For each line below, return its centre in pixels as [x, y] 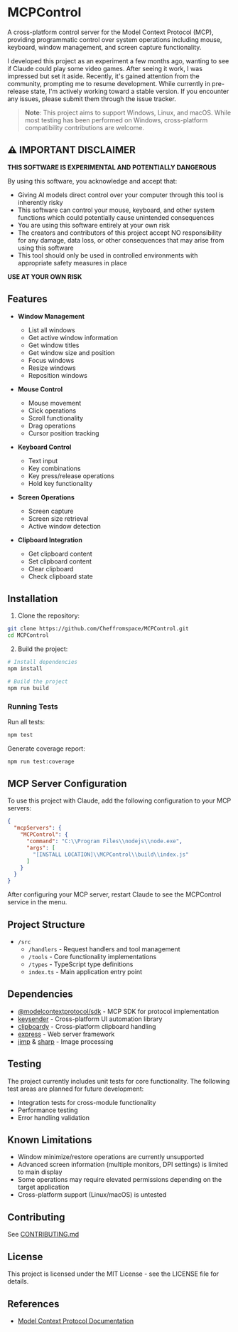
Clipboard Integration [50, 540]
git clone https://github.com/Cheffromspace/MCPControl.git [98, 629]
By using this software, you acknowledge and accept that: [92, 181]
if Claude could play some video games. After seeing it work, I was [105, 68]
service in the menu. [37, 902]
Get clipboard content [60, 554]
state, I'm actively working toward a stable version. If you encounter [130, 91]
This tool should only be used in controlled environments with [108, 255]
